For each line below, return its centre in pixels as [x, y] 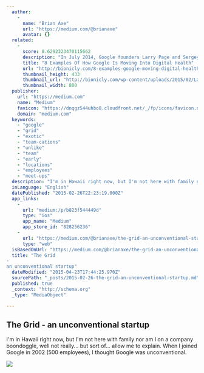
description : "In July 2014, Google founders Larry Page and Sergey [111, 57]
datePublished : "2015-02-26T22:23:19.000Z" [67, 193]
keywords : [24, 119]
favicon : [28, 108]
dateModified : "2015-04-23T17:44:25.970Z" [66, 272]
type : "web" [37, 244]
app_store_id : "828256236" [56, 227]
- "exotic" [31, 137]
